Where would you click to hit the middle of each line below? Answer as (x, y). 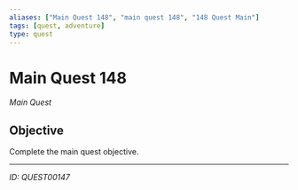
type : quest (31, 34)
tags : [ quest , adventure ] (57, 26)
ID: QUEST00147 (40, 178)
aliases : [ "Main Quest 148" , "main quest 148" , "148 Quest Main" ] (134, 17)
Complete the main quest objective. (74, 152)
